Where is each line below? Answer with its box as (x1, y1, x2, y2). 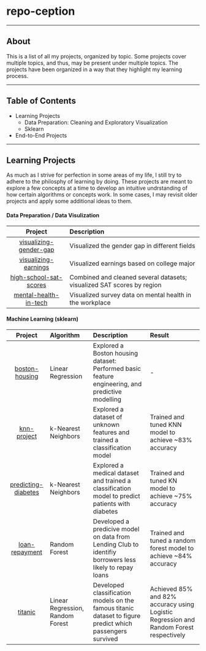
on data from (93, 532, 131, 541)
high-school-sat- (10, 273, 63, 281)
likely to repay (93, 563, 134, 572)
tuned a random (150, 536, 196, 545)
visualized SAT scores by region (69, 281, 162, 289)
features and (93, 428, 130, 437)
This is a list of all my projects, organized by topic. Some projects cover (6, 52, 187, 60)
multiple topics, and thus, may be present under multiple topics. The (6, 59, 179, 66)
